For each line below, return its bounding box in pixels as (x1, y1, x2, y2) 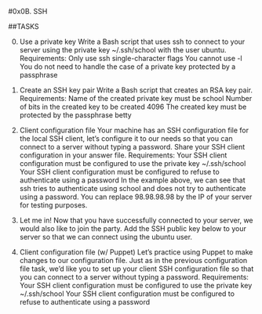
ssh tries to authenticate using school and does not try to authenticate (19, 184, 246, 193)
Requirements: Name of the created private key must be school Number (19, 94, 253, 103)
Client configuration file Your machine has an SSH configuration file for (19, 125, 249, 135)
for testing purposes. (19, 200, 88, 210)
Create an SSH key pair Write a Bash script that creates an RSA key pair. (19, 85, 253, 95)
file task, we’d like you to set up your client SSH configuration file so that (19, 264, 254, 273)
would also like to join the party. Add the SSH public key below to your (19, 224, 247, 233)
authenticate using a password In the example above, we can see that (19, 175, 246, 185)
